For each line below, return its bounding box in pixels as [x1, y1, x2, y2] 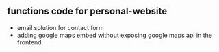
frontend [16, 38, 42, 47]
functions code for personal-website [7, 5, 168, 17]
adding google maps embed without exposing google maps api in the [16, 31, 212, 39]
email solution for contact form [16, 23, 104, 31]
